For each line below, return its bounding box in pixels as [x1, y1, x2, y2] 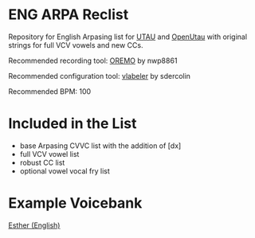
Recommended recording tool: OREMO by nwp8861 [8, 56, 178, 65]
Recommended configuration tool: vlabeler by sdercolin [8, 71, 191, 80]
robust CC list [19, 158, 65, 167]
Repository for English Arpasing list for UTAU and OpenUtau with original [8, 32, 248, 41]
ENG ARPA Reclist [8, 6, 129, 24]
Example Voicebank [8, 194, 143, 213]
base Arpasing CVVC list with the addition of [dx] [19, 141, 182, 150]
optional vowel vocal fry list [19, 166, 110, 176]
